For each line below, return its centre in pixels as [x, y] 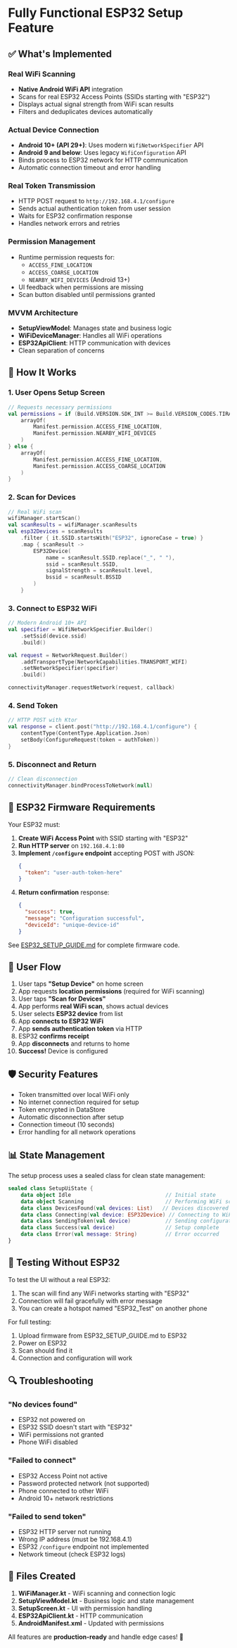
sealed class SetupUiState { [51, 1189]
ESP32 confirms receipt [54, 1037]
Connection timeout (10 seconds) [66, 1124]
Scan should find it [45, 1350]
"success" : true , [50, 912]
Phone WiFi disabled [48, 1442]
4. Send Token [33, 706]
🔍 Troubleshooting [51, 1381]
